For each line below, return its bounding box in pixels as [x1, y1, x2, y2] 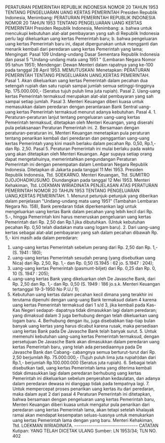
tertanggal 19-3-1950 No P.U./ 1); [12, 286, 80, 292]
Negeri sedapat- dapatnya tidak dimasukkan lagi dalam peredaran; [21, 307, 157, 313]
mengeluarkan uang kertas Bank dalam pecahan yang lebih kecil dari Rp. [5, 209, 154, 214]
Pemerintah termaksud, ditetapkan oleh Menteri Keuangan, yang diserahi [5, 119, 154, 125]
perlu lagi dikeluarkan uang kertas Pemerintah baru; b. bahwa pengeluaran [5, 36, 157, 41]
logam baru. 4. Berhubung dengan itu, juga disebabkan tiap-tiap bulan [12, 318, 156, 324]
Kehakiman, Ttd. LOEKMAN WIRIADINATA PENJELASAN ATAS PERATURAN [5, 183, 158, 188]
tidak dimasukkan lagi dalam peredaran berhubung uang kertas [12, 370, 142, 376]
